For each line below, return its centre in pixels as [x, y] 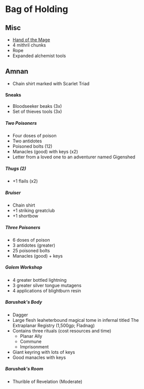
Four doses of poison [34, 135]
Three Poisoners [23, 227]
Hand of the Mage [31, 40]
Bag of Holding [37, 9]
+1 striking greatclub [34, 210]
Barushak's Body [24, 302]
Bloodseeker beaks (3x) [37, 106]
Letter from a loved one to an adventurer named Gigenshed [74, 157]
